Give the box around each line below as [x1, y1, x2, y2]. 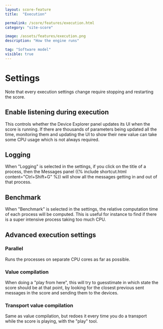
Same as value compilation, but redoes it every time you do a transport [5, 313, 147, 319]
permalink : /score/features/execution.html [5, 20, 95, 25]
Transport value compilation [5, 302, 73, 309]
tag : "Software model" [5, 47, 51, 52]
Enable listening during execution [5, 108, 109, 116]
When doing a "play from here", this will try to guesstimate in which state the [5, 280, 159, 286]
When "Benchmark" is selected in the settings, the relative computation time [5, 206, 158, 212]
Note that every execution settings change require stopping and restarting [5, 89, 154, 95]
